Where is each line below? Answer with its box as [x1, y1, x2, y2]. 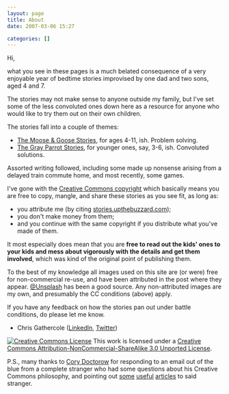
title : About [7, 16, 44, 23]
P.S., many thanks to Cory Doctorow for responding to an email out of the [7, 358, 214, 366]
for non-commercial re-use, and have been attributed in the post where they [7, 275, 222, 284]
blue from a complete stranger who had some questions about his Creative [7, 365, 218, 373]
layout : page [7, 10, 44, 17]
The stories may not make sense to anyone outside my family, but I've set [7, 95, 214, 103]
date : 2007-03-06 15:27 [7, 23, 75, 29]
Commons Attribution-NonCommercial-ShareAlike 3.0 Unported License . [7, 344, 213, 353]
